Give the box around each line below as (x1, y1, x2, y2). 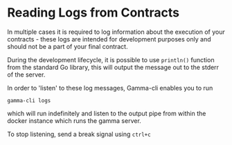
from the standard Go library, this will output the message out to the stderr (7, 63, 220, 71)
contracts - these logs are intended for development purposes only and (7, 35, 211, 43)
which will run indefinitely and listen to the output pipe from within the (7, 109, 206, 117)
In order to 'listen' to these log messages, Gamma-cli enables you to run (7, 84, 213, 92)
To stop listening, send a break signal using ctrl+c (7, 130, 151, 138)
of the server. (7, 70, 46, 79)
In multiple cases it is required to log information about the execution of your (7, 28, 225, 36)
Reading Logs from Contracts (7, 5, 180, 21)
